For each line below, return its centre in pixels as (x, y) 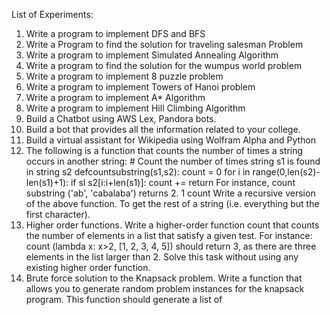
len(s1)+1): (47, 182)
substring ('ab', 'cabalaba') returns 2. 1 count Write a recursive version (170, 193)
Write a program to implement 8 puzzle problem (124, 76)
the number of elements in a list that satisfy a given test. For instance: (169, 235)
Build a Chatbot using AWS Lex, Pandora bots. (121, 118)
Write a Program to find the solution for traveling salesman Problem (164, 44)
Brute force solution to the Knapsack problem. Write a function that (164, 278)
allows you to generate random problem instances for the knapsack (165, 288)
